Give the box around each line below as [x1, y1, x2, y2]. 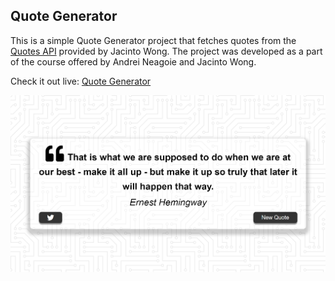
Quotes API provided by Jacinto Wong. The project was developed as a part [10, 45, 323, 57]
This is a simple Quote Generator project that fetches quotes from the [10, 34, 297, 46]
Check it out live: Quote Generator [10, 75, 152, 87]
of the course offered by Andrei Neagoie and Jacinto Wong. [10, 55, 257, 68]
